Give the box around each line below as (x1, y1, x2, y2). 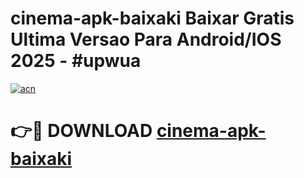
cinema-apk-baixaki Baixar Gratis (10, 7, 295, 30)
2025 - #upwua (10, 50, 142, 72)
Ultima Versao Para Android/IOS (10, 28, 282, 51)
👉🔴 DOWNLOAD (10, 120, 153, 142)
